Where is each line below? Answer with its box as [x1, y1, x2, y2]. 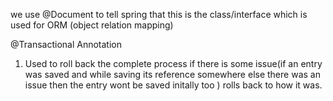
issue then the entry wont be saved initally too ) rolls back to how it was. [24, 79, 323, 91]
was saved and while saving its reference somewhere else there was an [24, 69, 321, 80]
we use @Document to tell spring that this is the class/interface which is [10, 9, 308, 20]
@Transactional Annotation [10, 39, 122, 50]
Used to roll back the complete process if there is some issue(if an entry [24, 58, 323, 69]
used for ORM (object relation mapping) [10, 19, 174, 31]
